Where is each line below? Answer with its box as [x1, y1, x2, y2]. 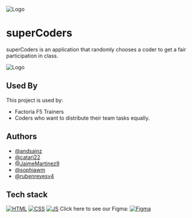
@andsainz [14, 147, 43, 154]
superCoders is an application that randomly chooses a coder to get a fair [6, 46, 187, 53]
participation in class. [6, 52, 59, 59]
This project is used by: [6, 97, 63, 104]
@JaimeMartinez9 [14, 160, 60, 167]
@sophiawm [14, 166, 46, 173]
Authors [6, 132, 37, 142]
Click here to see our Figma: [60, 205, 129, 213]
